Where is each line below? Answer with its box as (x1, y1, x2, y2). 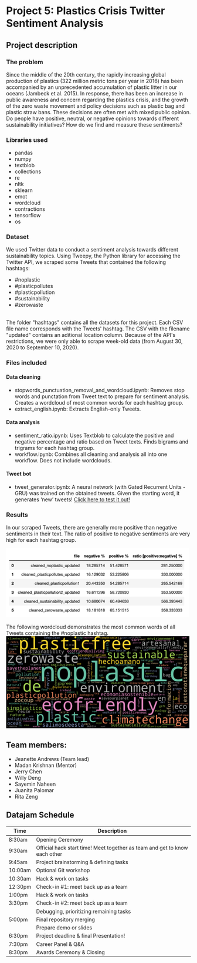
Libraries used (6, 135, 48, 144)
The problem (6, 58, 43, 66)
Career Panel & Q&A (36, 941, 84, 948)
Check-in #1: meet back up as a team (36, 883, 128, 890)
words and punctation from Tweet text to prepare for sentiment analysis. (14, 393, 190, 400)
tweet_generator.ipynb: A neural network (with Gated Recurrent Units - (14, 484, 186, 490)
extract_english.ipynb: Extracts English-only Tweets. (14, 405, 141, 412)
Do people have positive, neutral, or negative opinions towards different (6, 115, 179, 122)
